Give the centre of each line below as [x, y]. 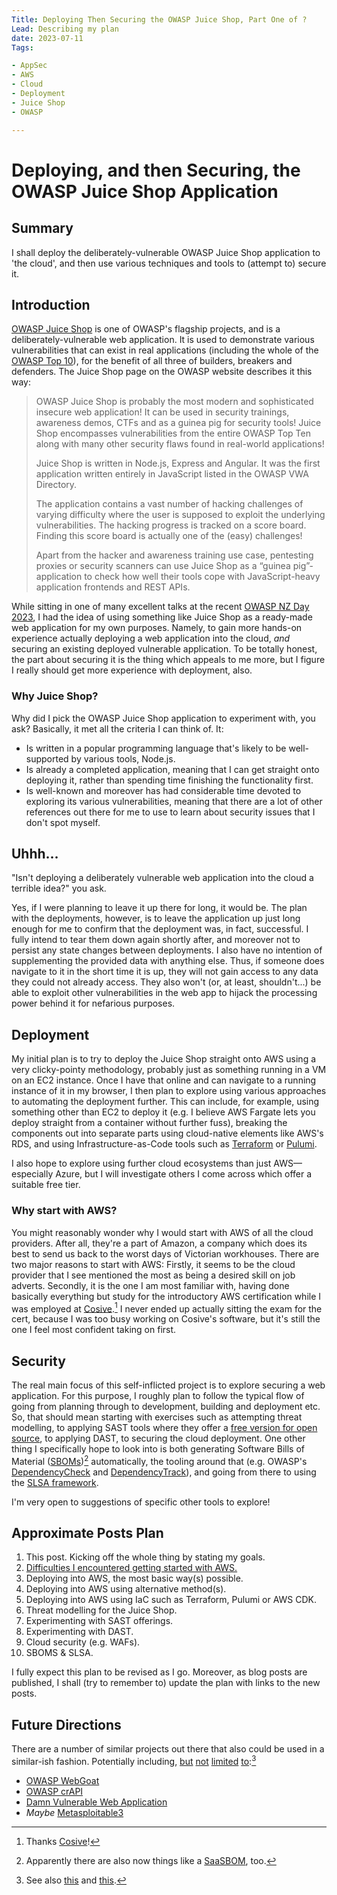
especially [32, 1174]
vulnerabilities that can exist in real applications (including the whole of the [165, 350]
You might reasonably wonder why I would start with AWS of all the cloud [162, 1232]
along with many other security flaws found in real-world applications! [180, 444]
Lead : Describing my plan [65, 29]
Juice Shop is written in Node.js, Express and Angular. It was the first [178, 463]
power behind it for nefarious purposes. [93, 1003]
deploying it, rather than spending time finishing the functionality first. [169, 780]
